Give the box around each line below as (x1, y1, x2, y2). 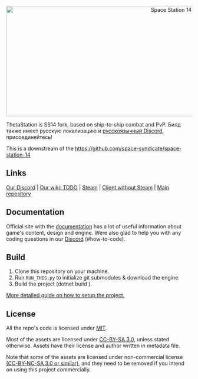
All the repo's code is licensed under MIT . (6, 324, 107, 332)
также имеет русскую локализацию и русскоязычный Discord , (6, 127, 164, 134)
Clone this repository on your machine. (14, 268, 110, 275)
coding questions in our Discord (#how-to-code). (6, 235, 126, 242)
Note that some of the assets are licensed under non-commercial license (6, 354, 183, 361)
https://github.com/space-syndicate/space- (74, 145, 182, 152)
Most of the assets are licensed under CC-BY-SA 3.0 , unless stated (6, 336, 170, 343)
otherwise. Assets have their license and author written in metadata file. (6, 342, 180, 350)
